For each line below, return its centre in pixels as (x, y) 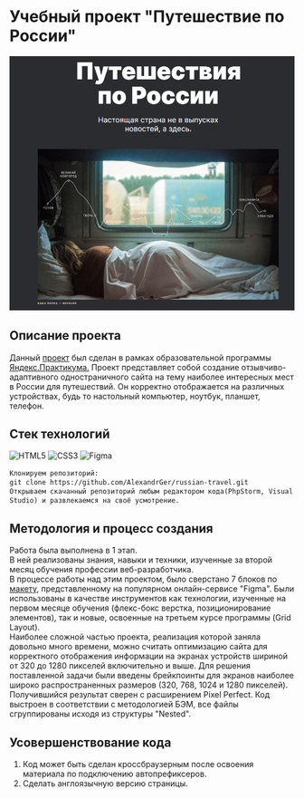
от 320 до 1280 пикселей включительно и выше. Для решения (130, 666)
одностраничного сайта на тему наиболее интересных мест (177, 377)
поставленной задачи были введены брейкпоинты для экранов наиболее (152, 676)
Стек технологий (60, 434)
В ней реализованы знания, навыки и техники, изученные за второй (141, 560)
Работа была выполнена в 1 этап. (73, 551)
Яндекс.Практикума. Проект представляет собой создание (124, 367)
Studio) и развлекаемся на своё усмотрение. (95, 501)
